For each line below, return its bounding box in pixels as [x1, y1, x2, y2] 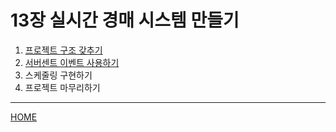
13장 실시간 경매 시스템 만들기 [10, 9, 240, 32]
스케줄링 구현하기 [24, 69, 93, 81]
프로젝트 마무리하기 [24, 81, 101, 93]
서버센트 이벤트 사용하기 [24, 56, 120, 68]
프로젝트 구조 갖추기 [24, 44, 103, 56]
